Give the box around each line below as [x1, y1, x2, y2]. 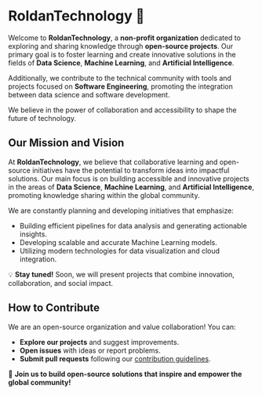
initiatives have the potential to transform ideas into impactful [32, 165, 230, 175]
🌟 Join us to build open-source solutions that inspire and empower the [8, 369, 242, 379]
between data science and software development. [8, 90, 170, 99]
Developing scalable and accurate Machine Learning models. [19, 237, 218, 247]
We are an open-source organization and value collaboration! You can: [8, 322, 237, 331]
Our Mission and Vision [8, 137, 125, 150]
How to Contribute [8, 302, 100, 315]
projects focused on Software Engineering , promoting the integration [8, 82, 233, 91]
